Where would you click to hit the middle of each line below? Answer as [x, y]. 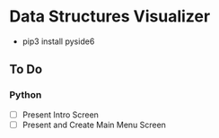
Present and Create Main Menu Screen [94, 125]
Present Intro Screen [60, 115]
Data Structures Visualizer [110, 17]
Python [26, 95]
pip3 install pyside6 [58, 41]
